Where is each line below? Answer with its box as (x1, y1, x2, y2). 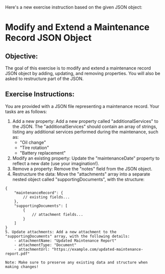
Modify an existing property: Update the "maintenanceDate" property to (12, 155, 160, 161)
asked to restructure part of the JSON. (5, 76, 84, 82)
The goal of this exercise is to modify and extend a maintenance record (5, 65, 151, 71)
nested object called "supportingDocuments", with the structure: (12, 176, 145, 182)
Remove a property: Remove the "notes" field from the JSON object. (12, 166, 153, 172)
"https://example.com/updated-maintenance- (52, 247, 143, 252)
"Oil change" (19, 139, 46, 145)
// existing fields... (23, 194, 70, 199)
